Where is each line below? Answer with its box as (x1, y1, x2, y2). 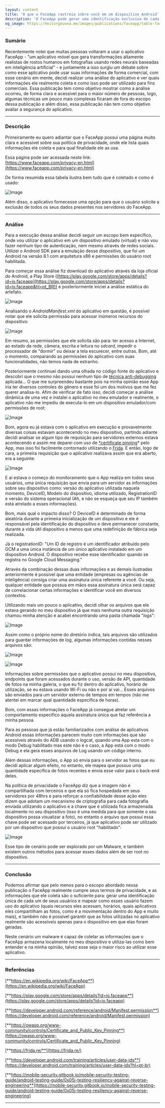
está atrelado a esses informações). (5, 501, 78, 507)
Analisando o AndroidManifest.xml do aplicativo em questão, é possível (5, 308, 150, 314)
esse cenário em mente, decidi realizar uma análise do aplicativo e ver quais (5, 75, 160, 80)
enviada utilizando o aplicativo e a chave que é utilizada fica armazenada (5, 803, 153, 809)
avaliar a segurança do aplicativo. (5, 106, 73, 112)
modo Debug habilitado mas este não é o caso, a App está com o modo (5, 742, 150, 748)
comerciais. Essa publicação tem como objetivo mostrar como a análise (5, 85, 150, 91)
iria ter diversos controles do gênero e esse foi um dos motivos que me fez (5, 384, 157, 390)
